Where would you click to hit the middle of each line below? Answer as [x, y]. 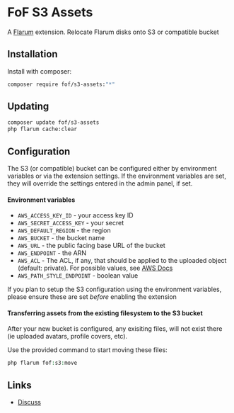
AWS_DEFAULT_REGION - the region [64, 230]
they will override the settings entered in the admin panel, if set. [100, 183]
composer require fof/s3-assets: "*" [61, 84]
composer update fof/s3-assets [53, 123]
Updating [28, 107]
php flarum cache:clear [42, 129]
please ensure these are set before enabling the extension [92, 297]
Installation [33, 54]
